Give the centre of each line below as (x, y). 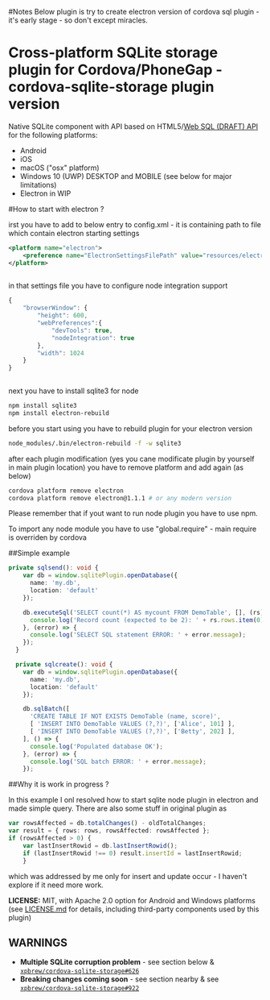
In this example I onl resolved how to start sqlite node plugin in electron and (133, 800)
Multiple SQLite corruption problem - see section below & (117, 962)
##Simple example (39, 553)
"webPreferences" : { (70, 323)
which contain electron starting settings (74, 233)
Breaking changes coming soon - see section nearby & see (119, 979)
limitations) (38, 185)
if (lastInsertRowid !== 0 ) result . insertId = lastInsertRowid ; (133, 853)
